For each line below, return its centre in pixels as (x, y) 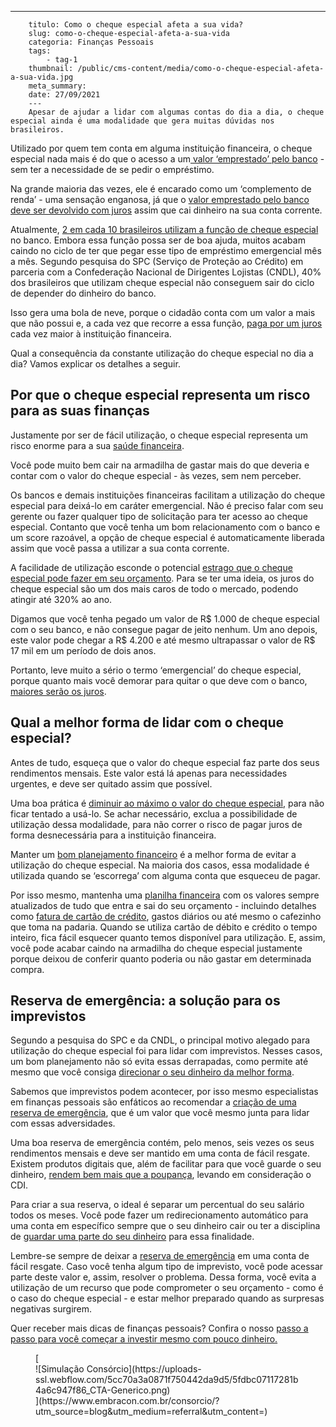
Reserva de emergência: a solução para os (145, 1001)
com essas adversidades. (63, 1123)
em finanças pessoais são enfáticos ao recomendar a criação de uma (153, 1102)
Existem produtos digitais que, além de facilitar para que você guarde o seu (166, 1164)
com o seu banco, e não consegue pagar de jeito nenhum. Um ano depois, (164, 629)
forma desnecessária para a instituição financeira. (113, 835)
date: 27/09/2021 (64, 95)
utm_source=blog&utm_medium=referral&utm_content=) (151, 1412)
